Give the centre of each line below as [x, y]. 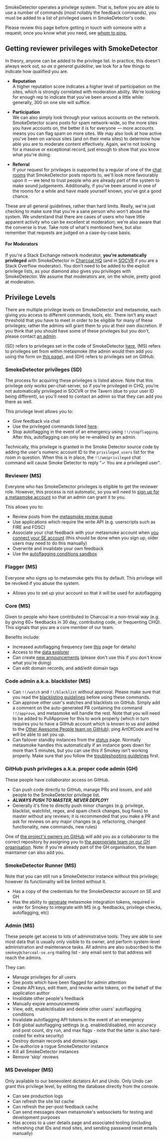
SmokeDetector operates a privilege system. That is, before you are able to [82, 7]
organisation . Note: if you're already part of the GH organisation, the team [81, 847]
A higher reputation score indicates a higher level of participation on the [86, 86]
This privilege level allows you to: [39, 411]
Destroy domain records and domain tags [55, 1041]
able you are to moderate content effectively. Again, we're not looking [84, 144]
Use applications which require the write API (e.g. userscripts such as [84, 522]
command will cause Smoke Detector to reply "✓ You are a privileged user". [83, 463]
